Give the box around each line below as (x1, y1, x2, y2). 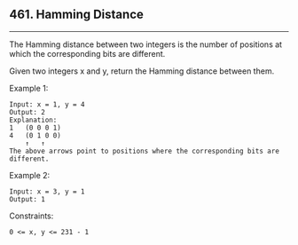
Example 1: (9, 83, 49, 93)
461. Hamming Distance (9, 7, 144, 22)
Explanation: (9, 115, 58, 124)
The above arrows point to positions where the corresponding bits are (9, 146, 279, 155)
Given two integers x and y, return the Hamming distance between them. (9, 66, 275, 76)
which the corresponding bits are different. (9, 48, 166, 59)
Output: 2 (9, 107, 46, 116)
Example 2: (9, 170, 51, 180)
